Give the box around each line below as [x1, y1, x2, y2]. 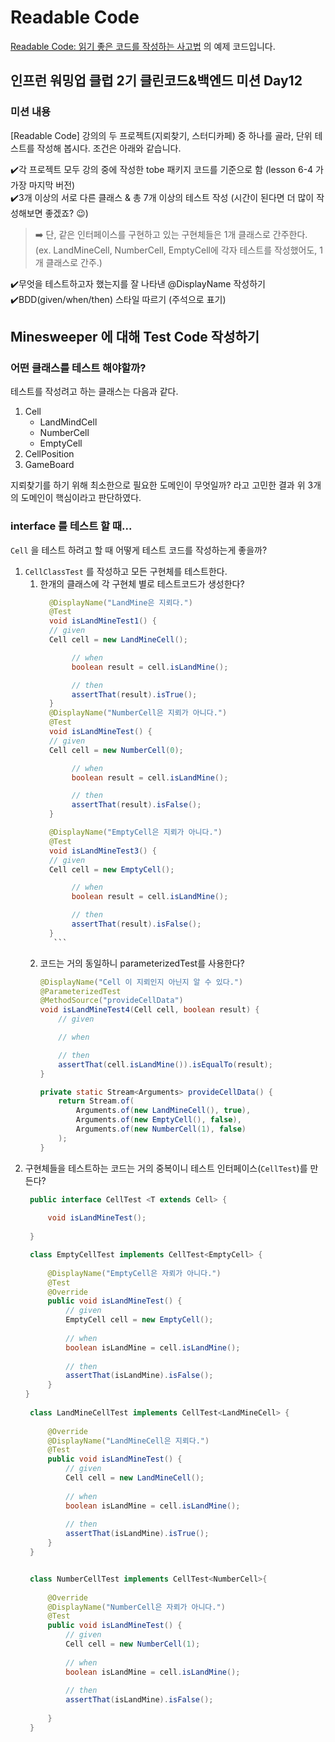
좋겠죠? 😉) [44, 207, 89, 219]
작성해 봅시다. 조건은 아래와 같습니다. [36, 142, 182, 154]
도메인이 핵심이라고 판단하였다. [20, 492, 142, 504]
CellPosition [24, 448, 75, 460]
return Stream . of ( [58, 1096, 135, 1106]
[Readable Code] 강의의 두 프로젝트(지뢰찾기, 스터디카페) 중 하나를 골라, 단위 [10, 129, 313, 141]
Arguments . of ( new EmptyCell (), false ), [75, 1115, 242, 1125]
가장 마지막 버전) [10, 179, 76, 191]
